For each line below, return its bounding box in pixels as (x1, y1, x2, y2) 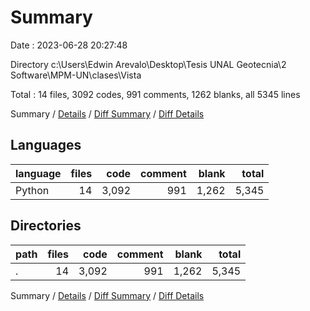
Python (15, 183, 50, 197)
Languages (10, 137, 82, 154)
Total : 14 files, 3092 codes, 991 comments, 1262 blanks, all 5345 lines (10, 88, 301, 100)
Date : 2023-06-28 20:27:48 (10, 39, 128, 51)
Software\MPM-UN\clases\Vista (10, 69, 142, 81)
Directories (10, 217, 82, 235)
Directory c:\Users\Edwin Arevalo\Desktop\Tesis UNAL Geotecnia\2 (10, 58, 287, 70)
